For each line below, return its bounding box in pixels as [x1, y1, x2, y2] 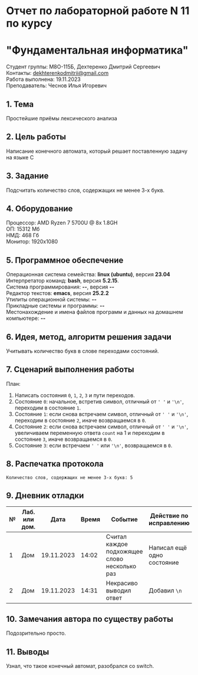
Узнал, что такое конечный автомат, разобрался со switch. [6, 663, 154, 670]
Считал [105, 533, 127, 541]
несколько [105, 562, 137, 571]
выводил [105, 586, 131, 595]
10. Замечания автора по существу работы [6, 614, 174, 624]
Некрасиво [105, 579, 138, 588]
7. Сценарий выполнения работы [6, 365, 134, 375]
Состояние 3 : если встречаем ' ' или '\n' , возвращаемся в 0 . [14, 441, 173, 449]
